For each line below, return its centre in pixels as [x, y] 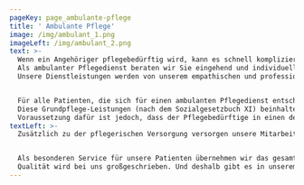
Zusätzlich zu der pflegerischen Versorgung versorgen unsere [137, 134]
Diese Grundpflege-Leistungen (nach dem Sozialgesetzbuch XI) [137, 109]
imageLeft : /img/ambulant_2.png [70, 43]
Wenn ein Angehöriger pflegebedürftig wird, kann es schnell [135, 60]
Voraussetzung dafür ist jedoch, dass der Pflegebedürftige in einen [151, 117]
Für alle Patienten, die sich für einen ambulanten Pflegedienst [143, 100]
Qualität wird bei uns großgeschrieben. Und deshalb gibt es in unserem [157, 167]
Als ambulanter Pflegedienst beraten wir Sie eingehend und [133, 69]
